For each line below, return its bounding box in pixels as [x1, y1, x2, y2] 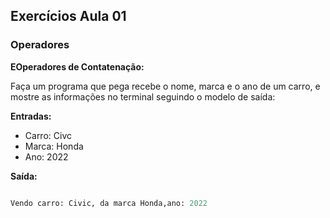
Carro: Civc [24, 129, 72, 141]
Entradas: [10, 110, 52, 122]
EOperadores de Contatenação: [10, 60, 145, 73]
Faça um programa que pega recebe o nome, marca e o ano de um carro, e [10, 80, 321, 92]
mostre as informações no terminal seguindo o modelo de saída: [10, 90, 276, 103]
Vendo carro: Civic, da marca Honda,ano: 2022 [10, 198, 208, 208]
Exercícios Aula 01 [10, 8, 127, 25]
